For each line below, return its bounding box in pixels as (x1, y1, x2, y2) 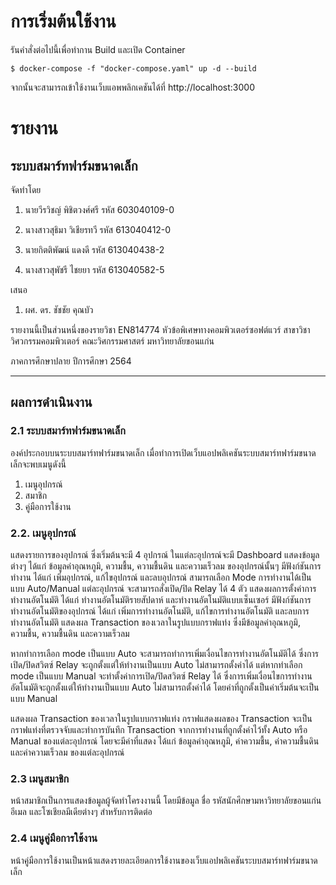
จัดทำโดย (10, 183, 42, 195)
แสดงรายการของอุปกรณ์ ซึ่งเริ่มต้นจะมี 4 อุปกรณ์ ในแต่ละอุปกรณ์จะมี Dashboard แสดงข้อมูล (10, 548, 320, 560)
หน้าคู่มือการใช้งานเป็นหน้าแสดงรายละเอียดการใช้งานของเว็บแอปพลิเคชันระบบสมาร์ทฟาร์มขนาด (10, 854, 318, 866)
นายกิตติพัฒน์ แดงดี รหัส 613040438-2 (24, 243, 165, 255)
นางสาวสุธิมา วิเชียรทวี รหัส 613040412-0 (24, 223, 172, 235)
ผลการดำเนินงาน (10, 394, 93, 411)
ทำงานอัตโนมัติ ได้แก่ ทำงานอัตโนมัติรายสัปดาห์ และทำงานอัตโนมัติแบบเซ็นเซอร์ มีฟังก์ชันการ (10, 593, 312, 605)
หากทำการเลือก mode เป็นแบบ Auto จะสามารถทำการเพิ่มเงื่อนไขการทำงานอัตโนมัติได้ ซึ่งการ (10, 647, 319, 659)
